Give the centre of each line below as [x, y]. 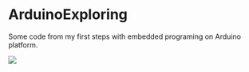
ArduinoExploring [68, 15]
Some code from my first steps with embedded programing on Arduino [125, 36]
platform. [23, 44]
